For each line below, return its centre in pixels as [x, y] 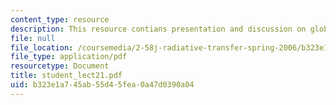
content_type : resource [60, 19]
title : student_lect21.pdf [66, 76]
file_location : [42, 47]
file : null [33, 38]
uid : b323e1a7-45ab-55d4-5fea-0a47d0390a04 [102, 85]
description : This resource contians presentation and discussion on [158, 29]
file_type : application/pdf [69, 57]
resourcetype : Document [60, 66]
